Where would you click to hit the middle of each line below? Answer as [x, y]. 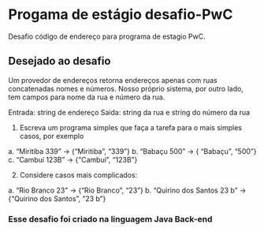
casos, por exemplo [52, 136]
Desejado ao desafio [59, 61]
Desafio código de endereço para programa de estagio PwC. [107, 36]
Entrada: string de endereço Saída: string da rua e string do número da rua [129, 112]
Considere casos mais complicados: [78, 174]
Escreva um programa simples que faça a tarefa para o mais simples [131, 127]
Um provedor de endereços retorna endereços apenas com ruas [113, 80]
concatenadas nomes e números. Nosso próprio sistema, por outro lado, [126, 88]
